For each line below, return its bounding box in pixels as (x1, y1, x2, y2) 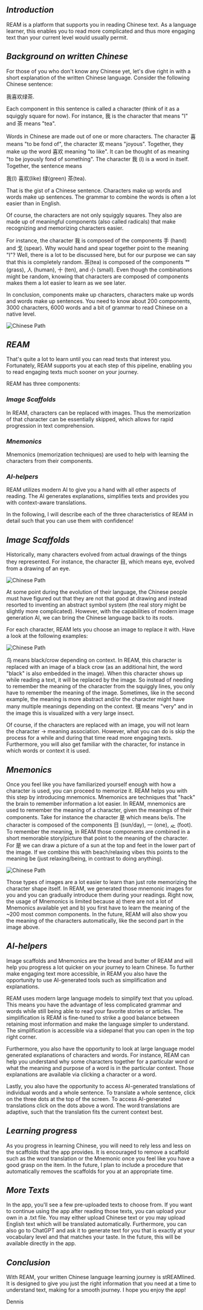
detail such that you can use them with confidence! (6, 517, 134, 525)
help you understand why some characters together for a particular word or (6, 1057, 195, 1065)
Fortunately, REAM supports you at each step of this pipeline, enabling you (6, 362, 192, 369)
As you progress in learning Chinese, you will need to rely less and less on (6, 1142, 192, 1149)
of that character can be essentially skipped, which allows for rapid (6, 415, 173, 423)
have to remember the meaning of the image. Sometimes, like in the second (6, 689, 195, 696)
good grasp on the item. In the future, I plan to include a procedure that (6, 1161, 183, 1168)
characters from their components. (6, 457, 94, 465)
